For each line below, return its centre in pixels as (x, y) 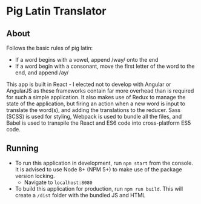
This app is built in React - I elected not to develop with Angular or (89, 84)
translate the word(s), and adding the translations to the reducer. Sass (94, 110)
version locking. (35, 176)
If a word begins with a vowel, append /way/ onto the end (87, 60)
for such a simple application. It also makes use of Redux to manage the (96, 97)
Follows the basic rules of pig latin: (50, 48)
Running (23, 149)
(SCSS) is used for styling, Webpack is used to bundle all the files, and (94, 117)
